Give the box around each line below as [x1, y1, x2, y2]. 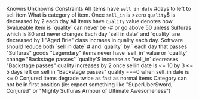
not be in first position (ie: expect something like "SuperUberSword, [6, 81, 173, 88]
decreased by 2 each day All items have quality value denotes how [6, 18, 173, 24]
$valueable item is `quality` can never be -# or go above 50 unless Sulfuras [6, 24, 192, 31]
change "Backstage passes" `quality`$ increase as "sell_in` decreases [6, 56, 179, 62]
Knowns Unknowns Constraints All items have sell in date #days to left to [6, 5, 191, 12]
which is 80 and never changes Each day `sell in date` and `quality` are [6, 30, 180, 37]
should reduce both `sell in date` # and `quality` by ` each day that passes [6, 43, 187, 50]
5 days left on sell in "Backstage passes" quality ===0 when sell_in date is [6, 68, 189, 75]
